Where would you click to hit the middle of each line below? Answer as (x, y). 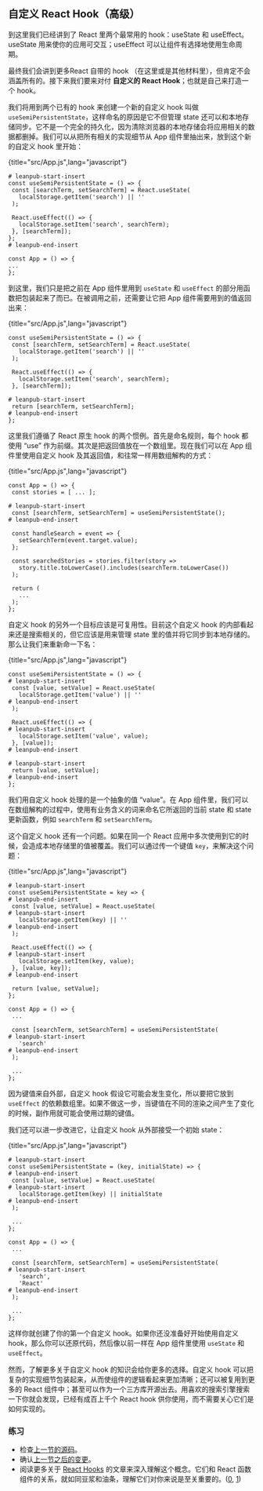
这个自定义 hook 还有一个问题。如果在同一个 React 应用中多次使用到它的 (125, 836)
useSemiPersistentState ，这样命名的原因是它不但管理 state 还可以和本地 (125, 117)
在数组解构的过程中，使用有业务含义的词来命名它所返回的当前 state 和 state (130, 809)
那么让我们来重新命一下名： (53, 644)
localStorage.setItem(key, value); (76, 961)
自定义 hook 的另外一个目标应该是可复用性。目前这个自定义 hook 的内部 (124, 624)
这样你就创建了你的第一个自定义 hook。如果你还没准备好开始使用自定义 (123, 1333)
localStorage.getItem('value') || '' (80, 694)
